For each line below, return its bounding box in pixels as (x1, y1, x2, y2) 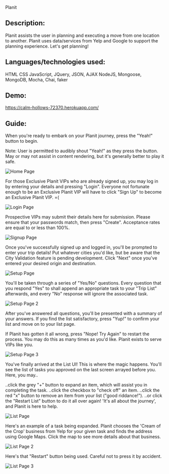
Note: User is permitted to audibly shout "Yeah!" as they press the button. (5, 148, 158, 154)
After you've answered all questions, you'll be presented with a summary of (5, 311, 162, 317)
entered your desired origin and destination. (5, 261, 97, 267)
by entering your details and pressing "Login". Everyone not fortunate (5, 184, 150, 190)
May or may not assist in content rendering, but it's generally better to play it (5, 153, 164, 159)
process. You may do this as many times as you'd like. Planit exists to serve (5, 336, 162, 342)
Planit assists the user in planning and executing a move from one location (5, 32, 160, 38)
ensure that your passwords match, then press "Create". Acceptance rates (5, 220, 160, 226)
